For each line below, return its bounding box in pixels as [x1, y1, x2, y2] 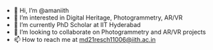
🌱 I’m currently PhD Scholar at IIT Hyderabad [13, 21, 141, 28]
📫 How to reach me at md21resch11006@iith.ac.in [13, 36, 156, 43]
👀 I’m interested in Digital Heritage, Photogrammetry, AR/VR [13, 14, 183, 22]
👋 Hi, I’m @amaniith [13, 7, 69, 14]
